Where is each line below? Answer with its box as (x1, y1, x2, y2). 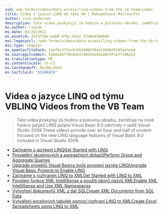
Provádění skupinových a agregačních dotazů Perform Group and (12, 152, 142, 157)
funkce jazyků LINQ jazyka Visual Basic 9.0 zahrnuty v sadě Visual (16, 122, 150, 128)
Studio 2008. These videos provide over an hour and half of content (16, 127, 152, 133)
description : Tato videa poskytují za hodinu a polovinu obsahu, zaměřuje (5, 20, 160, 26)
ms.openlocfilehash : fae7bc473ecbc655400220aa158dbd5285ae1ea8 (5, 47, 136, 52)
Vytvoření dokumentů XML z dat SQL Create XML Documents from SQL (12, 188, 154, 194)
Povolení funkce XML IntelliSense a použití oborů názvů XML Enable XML (12, 177, 158, 184)
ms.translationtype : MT (5, 57, 53, 61)
